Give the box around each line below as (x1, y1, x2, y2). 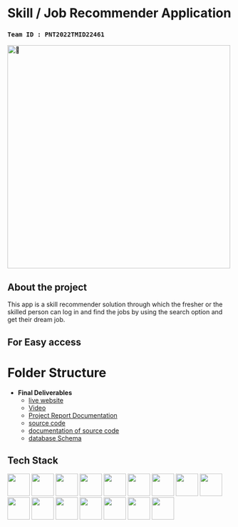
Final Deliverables (17, 388, 73, 397)
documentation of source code (28, 426, 120, 435)
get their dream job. (7, 316, 66, 324)
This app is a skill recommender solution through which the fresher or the (7, 300, 223, 308)
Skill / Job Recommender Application (7, 5, 232, 21)
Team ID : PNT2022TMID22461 (7, 31, 105, 39)
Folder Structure (7, 364, 107, 381)
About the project (7, 281, 88, 293)
